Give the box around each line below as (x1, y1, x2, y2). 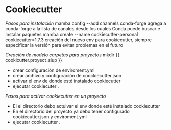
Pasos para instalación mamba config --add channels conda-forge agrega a (5, 20, 166, 26)
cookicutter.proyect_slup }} (5, 57, 62, 63)
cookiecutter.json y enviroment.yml (12, 113, 87, 120)
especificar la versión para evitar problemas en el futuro (5, 42, 124, 48)
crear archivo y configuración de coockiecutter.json (12, 72, 121, 78)
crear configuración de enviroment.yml (12, 67, 95, 73)
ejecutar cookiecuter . (12, 83, 59, 89)
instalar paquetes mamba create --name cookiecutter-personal (5, 31, 138, 37)
